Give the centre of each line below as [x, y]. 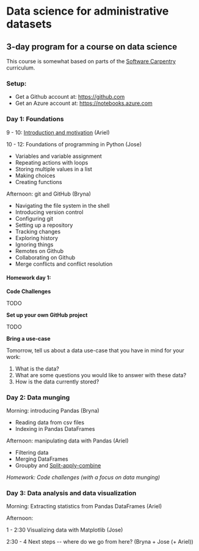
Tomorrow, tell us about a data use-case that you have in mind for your [96, 350]
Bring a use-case [28, 338]
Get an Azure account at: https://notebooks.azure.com [84, 103]
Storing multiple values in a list [54, 169]
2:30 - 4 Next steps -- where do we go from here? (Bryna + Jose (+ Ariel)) [100, 542]
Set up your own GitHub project [47, 315]
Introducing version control [49, 212]
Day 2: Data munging [38, 397]
